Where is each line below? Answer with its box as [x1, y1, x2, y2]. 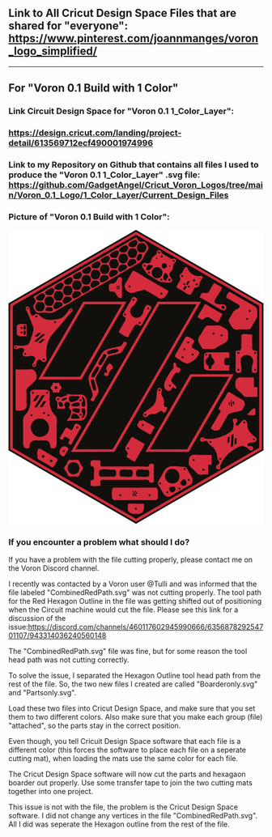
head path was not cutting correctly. [8, 655, 130, 665]
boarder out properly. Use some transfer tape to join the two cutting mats [8, 778, 253, 788]
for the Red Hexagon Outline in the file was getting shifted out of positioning [8, 597, 262, 606]
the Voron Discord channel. [8, 563, 100, 573]
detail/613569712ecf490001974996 [8, 138, 154, 149]
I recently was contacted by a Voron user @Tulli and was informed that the [8, 579, 257, 589]
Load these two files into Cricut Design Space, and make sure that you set [8, 703, 256, 713]
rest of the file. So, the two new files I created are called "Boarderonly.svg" [8, 679, 258, 689]
